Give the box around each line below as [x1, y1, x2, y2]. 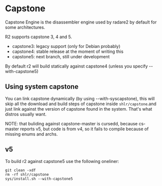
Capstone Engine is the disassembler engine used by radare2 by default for [5, 19, 157, 25]
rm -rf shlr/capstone [5, 172, 49, 177]
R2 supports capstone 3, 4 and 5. [5, 34, 72, 40]
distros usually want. [5, 111, 47, 117]
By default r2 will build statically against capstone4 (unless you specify [5, 63, 148, 69]
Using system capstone [5, 83, 79, 91]
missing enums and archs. [5, 131, 58, 137]
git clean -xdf [5, 167, 36, 173]
